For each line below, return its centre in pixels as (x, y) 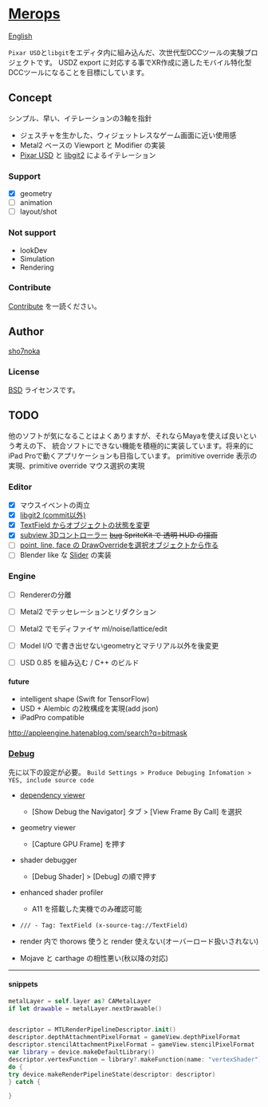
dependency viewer (52, 795)
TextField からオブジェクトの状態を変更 (85, 525)
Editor (20, 487)
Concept (30, 98)
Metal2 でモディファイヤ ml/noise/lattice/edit (93, 628)
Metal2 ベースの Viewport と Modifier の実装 (93, 145)
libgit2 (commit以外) (53, 515)
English (20, 36)
